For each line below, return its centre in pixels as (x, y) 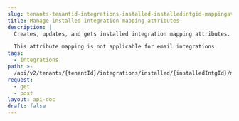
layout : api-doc (31, 100)
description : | (30, 27)
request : (20, 80)
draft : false (27, 106)
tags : (15, 53)
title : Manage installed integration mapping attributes (94, 21)
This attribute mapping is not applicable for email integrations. (116, 47)
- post (23, 93)
